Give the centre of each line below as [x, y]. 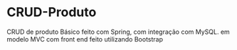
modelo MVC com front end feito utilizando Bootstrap [85, 39]
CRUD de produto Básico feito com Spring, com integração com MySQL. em [118, 32]
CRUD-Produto [52, 12]
